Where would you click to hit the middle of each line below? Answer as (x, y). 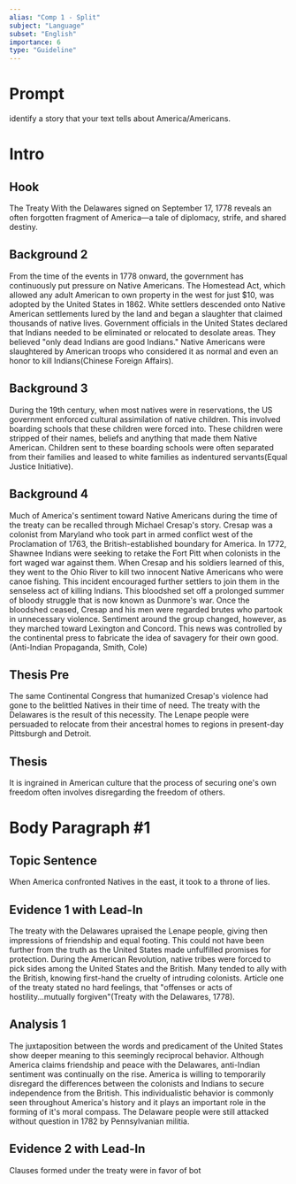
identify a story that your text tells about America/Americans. (120, 119)
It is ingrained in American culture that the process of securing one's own (143, 783)
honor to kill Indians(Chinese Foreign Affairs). (91, 360)
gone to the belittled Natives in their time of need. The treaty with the (135, 705)
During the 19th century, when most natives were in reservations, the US (141, 410)
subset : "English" (43, 34)
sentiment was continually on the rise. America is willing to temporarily (138, 1074)
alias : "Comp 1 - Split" (55, 17)
